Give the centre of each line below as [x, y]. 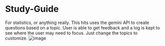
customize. [16, 38]
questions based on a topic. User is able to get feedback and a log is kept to [82, 27]
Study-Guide [32, 9]
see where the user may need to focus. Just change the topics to [71, 33]
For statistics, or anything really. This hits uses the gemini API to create [77, 23]
